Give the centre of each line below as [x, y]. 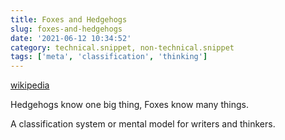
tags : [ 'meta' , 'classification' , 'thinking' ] [109, 57]
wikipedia [30, 85]
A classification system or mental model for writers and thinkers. [143, 124]
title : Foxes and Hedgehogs [69, 19]
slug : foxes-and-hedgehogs [66, 29]
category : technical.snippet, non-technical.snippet [122, 47]
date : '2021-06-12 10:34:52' [71, 38]
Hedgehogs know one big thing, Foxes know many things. [129, 105]
